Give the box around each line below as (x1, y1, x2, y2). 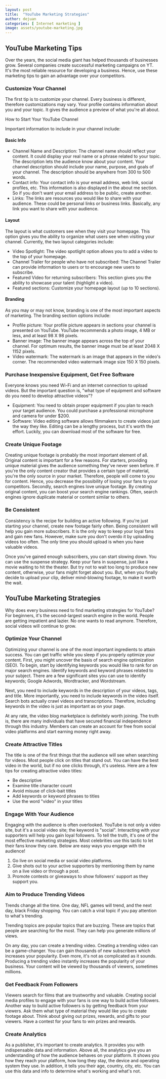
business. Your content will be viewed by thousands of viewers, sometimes (5, 963, 158, 969)
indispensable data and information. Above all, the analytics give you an (5, 1047, 152, 1053)
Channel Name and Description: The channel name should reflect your (12, 148, 156, 154)
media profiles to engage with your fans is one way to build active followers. (5, 998, 160, 1003)
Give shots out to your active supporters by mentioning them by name (12, 863, 155, 869)
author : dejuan (5, 16, 37, 21)
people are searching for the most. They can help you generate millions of (5, 927, 156, 933)
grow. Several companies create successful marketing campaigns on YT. (5, 62, 154, 68)
